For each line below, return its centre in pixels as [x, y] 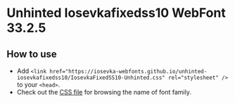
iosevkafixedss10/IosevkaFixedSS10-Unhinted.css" [91, 78]
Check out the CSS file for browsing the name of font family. [104, 92]
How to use [32, 54]
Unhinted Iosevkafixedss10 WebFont [116, 13]
